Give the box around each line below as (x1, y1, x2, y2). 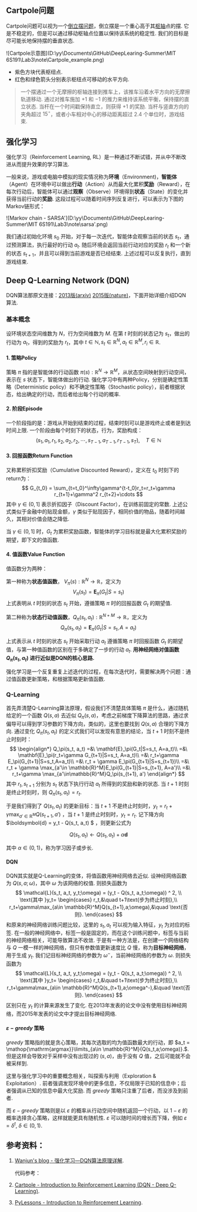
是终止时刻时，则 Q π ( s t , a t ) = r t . (6, 789, 82, 798)
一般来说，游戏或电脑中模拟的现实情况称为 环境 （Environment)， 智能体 (6, 173, 177, 181)
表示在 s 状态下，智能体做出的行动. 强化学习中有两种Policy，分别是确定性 (6, 376, 184, 383)
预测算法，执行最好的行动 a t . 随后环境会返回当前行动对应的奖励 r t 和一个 (11, 241, 186, 250)
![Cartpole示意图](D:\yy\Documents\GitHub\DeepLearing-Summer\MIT (6, 49, 176, 57)
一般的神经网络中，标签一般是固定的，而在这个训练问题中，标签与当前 (19, 929, 189, 937)
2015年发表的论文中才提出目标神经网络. (21, 1010, 117, 1017)
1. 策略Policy (6, 354, 37, 361)
